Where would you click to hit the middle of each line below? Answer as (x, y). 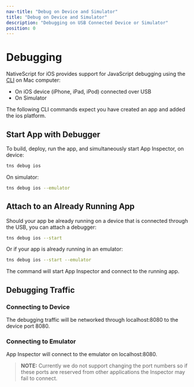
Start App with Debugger (53, 134)
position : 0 (21, 28)
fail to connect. (39, 378)
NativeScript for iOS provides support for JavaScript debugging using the (96, 74)
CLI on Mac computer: (34, 80)
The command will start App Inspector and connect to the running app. (93, 271)
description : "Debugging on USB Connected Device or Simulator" (87, 23)
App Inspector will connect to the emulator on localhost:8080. (82, 354)
